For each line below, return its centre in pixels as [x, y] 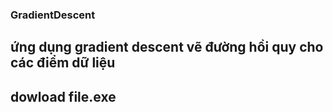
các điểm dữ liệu [63, 63]
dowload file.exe [63, 96]
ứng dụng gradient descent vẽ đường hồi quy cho [167, 47]
